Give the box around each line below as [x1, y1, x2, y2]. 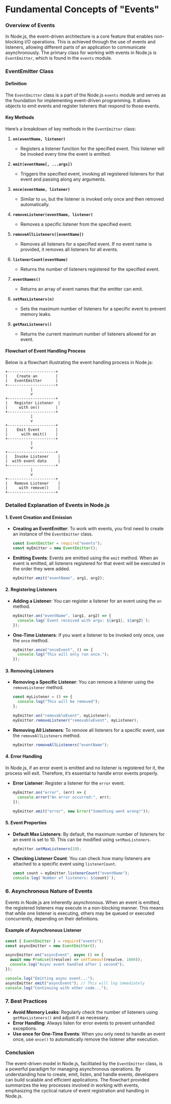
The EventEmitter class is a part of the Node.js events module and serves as [5, 92, 166, 98]
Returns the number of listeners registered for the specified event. [20, 266, 160, 272]
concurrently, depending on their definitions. [5, 915, 99, 922]
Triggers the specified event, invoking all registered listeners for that [20, 170, 164, 177]
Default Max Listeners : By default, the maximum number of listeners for [12, 831, 165, 837]
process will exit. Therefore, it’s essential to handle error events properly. [5, 770, 159, 776]
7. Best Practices [5, 997, 47, 1004]
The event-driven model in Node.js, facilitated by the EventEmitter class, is [5, 1061, 163, 1067]
